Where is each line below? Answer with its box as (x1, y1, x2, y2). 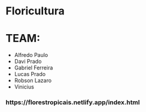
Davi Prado (14, 58, 42, 65)
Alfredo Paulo (14, 52, 48, 59)
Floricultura (5, 4, 65, 18)
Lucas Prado (14, 71, 46, 78)
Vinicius (14, 83, 34, 90)
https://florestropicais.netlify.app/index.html (5, 98, 140, 107)
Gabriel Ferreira (14, 64, 53, 71)
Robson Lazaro (14, 77, 52, 84)
